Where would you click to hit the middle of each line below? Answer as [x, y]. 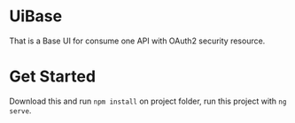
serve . [20, 110]
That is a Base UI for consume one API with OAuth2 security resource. [137, 41]
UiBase [36, 16]
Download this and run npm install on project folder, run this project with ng [148, 101]
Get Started [52, 77]
